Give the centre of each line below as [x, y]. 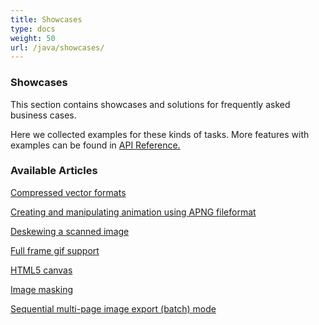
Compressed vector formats [68, 192]
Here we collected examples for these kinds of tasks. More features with [160, 134]
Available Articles [54, 171]
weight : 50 [33, 38]
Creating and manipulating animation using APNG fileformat [133, 212]
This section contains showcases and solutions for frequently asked [150, 104]
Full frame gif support [55, 250]
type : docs [33, 29]
